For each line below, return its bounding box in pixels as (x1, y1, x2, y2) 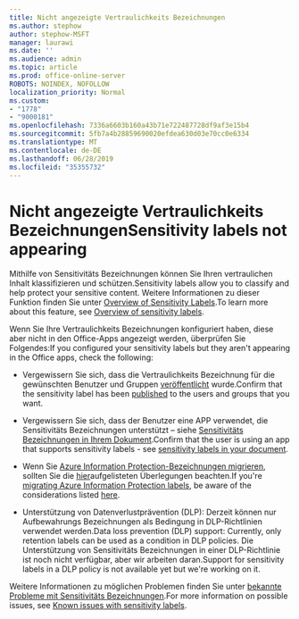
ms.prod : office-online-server (9, 71, 126, 80)
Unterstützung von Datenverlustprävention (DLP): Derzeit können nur (21, 506, 277, 518)
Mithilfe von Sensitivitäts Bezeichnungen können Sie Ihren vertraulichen (9, 269, 274, 280)
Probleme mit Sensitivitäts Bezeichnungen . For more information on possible (9, 590, 288, 601)
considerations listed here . (21, 489, 120, 500)
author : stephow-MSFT (9, 29, 90, 38)
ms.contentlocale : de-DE (9, 146, 102, 155)
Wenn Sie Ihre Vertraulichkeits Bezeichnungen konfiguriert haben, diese (9, 323, 274, 335)
